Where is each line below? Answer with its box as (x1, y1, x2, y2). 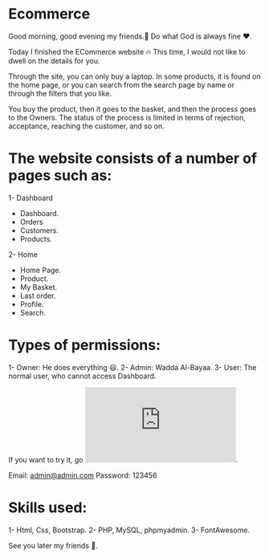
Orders (19, 217, 43, 226)
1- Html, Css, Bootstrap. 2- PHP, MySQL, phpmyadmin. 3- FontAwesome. (8, 525, 251, 535)
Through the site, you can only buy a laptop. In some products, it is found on (8, 71, 261, 81)
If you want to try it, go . (8, 454, 238, 464)
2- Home (8, 250, 39, 259)
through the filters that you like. (8, 88, 112, 98)
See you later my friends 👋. (8, 540, 98, 550)
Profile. (19, 299, 44, 309)
